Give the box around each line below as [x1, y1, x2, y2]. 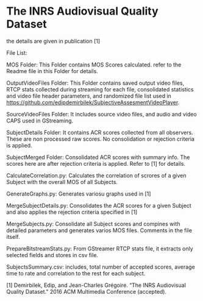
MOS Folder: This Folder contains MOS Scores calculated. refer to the [6, 61, 182, 68]
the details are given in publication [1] [6, 37, 101, 44]
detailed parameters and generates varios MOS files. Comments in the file [6, 227, 192, 234]
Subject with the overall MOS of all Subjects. [6, 178, 118, 185]
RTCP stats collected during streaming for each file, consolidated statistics [6, 85, 194, 93]
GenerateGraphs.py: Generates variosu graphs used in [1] [6, 190, 151, 197]
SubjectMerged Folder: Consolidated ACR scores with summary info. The [6, 154, 190, 161]
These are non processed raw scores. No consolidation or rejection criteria [6, 135, 195, 143]
